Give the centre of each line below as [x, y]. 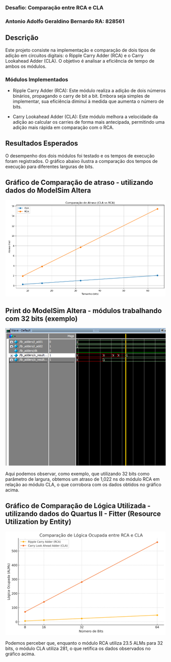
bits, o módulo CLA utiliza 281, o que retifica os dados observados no [78, 648]
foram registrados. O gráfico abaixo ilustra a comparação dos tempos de [81, 161]
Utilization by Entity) [38, 522]
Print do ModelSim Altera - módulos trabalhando [83, 310]
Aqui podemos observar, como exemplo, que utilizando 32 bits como [78, 474]
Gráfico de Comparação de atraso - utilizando [79, 183]
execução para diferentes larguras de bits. [50, 167]
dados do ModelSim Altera [48, 191]
